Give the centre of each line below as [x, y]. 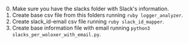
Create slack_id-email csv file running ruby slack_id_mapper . [88, 21]
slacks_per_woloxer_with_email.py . [57, 34]
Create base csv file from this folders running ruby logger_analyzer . [98, 15]
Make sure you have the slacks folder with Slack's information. [90, 9]
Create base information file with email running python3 [81, 28]
